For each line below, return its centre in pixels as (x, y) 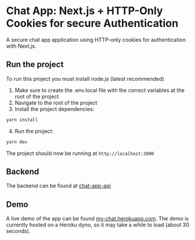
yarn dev (17, 142)
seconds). (18, 231)
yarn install (22, 120)
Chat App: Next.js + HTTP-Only (85, 11)
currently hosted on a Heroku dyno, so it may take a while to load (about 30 (98, 225)
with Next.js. (21, 46)
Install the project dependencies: (54, 109)
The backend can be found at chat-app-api (58, 186)
